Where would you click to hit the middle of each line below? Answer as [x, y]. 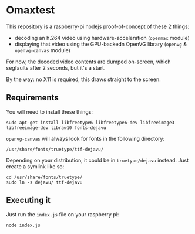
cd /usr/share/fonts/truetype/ [44, 177]
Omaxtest [31, 10]
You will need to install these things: [49, 111]
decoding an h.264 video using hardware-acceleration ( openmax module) [102, 38]
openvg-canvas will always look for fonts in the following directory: [85, 138]
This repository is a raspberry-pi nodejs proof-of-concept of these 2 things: [98, 26]
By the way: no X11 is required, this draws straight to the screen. [83, 79]
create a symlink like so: [35, 166]
